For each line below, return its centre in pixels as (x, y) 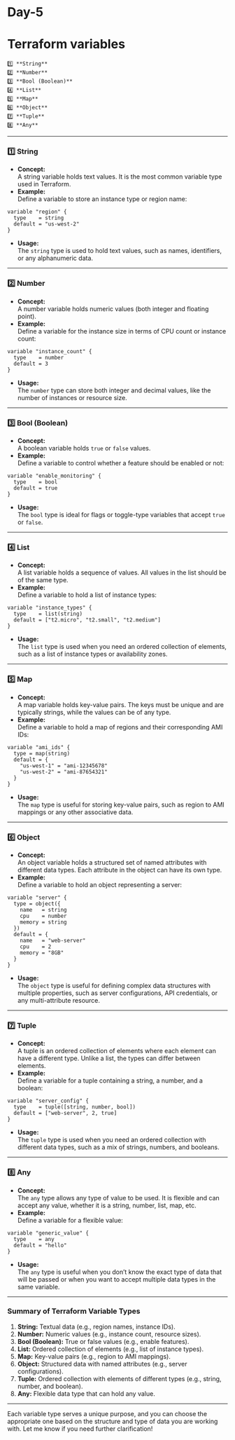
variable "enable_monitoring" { (54, 476)
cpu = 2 (36, 947)
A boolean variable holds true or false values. (84, 448)
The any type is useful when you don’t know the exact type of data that (120, 1272)
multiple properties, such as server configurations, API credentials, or (117, 993)
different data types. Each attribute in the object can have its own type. (120, 870)
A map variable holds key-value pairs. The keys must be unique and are (120, 704)
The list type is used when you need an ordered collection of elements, (122, 647)
